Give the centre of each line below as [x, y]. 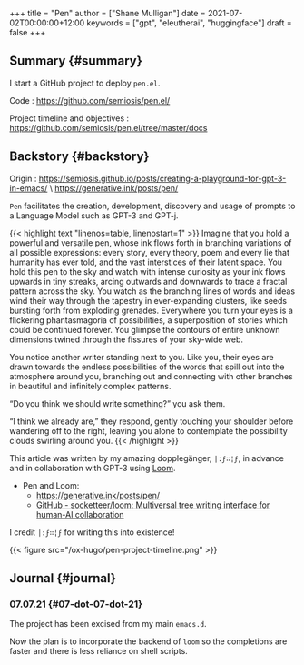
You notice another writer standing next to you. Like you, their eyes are [142, 357]
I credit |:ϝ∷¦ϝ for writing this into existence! [92, 532]
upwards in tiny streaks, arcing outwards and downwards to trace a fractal [148, 281]
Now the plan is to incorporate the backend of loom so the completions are [148, 641]
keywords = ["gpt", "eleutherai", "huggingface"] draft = [189, 23]
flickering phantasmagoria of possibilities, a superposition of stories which [148, 320]
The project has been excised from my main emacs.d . [108, 624]
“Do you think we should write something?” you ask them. [118, 403]
